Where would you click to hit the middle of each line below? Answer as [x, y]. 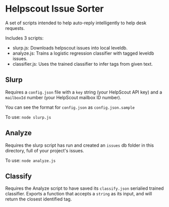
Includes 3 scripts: [24, 38]
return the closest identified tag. [39, 199]
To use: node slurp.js [28, 117]
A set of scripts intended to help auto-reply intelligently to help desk [76, 23]
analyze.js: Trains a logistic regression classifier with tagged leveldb [83, 53]
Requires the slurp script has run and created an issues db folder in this [79, 145]
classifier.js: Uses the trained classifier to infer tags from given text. [82, 64]
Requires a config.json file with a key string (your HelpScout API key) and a [84, 92]
